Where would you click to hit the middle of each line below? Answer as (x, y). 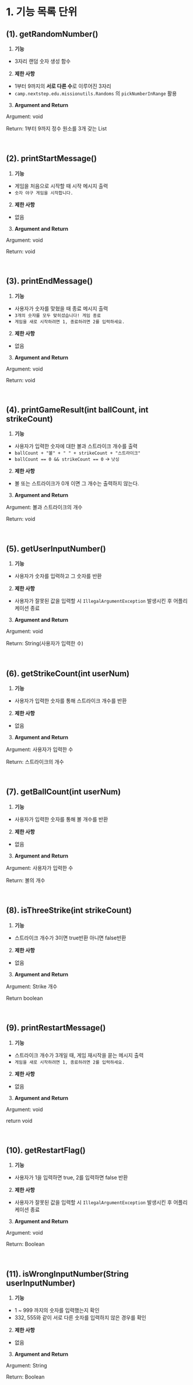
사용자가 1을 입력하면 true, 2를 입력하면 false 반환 (71, 1178)
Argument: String (27, 1366)
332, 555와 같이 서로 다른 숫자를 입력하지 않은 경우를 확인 (80, 1318)
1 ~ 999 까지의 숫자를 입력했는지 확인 (57, 1310)
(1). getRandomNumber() (52, 34)
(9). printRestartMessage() (56, 1028)
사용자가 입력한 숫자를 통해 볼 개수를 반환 (61, 819)
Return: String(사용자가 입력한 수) (45, 643)
